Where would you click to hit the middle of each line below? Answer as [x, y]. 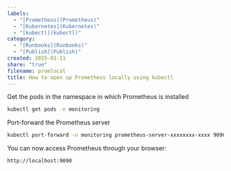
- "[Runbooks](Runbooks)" [51, 45]
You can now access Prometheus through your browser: [87, 148]
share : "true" [27, 65]
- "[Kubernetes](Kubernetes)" [56, 26]
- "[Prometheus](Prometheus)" [56, 20]
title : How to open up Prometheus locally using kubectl [90, 77]
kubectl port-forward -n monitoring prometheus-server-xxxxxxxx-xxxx [109, 135]
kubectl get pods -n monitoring [53, 110]
